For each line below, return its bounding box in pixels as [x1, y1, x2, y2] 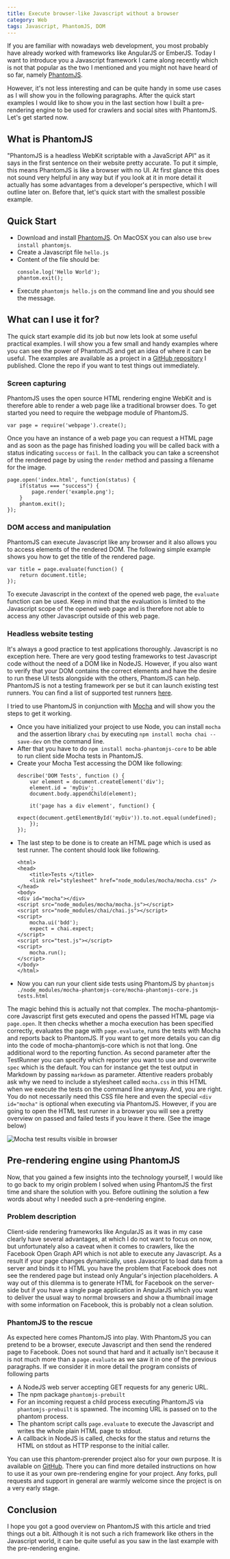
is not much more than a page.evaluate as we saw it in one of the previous [7, 1355, 217, 1364]
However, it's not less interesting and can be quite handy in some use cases [7, 84, 221, 93]
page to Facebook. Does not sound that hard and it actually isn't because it [7, 1348, 219, 1356]
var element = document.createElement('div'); [29, 778, 165, 785]
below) [7, 1121, 27, 1130]
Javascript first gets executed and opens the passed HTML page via [21, 1011, 214, 1020]
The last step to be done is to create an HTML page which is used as [16, 838, 211, 846]
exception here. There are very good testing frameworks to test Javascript [7, 652, 217, 660]
